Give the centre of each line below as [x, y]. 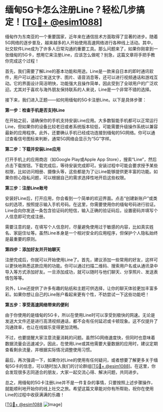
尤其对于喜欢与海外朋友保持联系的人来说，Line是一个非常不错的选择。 [83, 89]
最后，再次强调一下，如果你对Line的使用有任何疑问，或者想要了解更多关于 [79, 360]
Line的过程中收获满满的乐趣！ [35, 394]
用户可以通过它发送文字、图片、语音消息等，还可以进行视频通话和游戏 [83, 77]
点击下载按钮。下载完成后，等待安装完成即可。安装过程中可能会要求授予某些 [81, 165]
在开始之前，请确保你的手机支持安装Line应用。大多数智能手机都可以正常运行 [81, 120]
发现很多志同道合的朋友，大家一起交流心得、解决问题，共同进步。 [75, 372]
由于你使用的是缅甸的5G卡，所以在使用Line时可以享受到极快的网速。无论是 [80, 315]
